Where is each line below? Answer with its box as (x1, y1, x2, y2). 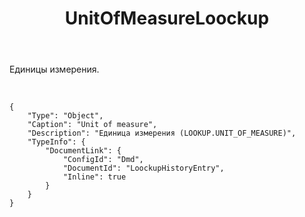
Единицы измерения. (9, 63, 100, 76)
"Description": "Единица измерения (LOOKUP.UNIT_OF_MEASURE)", (27, 128, 297, 139)
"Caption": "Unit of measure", (27, 120, 158, 130)
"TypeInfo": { (27, 137, 86, 147)
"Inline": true (62, 172, 127, 182)
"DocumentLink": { (45, 146, 122, 156)
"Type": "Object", (27, 111, 104, 121)
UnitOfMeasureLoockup (64, 7, 270, 30)
